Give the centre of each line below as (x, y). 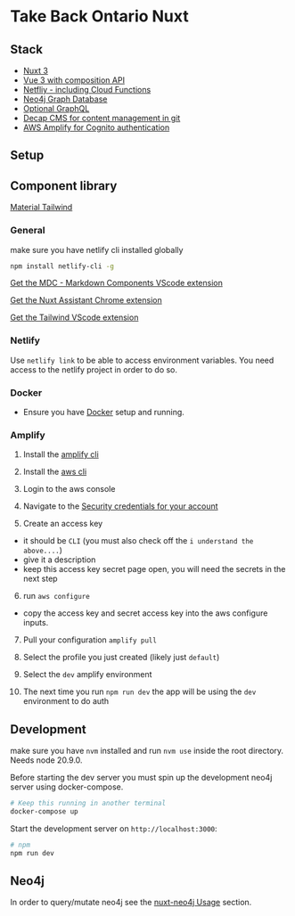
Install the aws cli (55, 472)
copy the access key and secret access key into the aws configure (145, 613)
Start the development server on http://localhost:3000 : (114, 828)
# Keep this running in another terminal (88, 804)
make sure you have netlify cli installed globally (97, 249)
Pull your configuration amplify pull (90, 640)
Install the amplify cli (61, 454)
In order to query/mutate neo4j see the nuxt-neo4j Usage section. (131, 903)
